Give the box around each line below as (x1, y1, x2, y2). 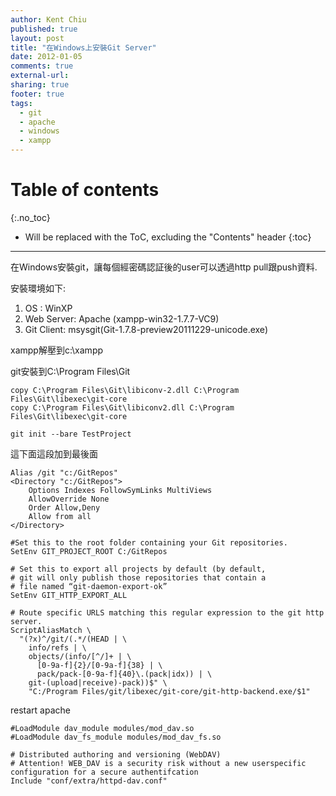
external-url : (10, 71, 70, 81)
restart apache (10, 704, 71, 716)
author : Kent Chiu (10, 14, 87, 25)
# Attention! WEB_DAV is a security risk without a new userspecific (10, 758, 307, 768)
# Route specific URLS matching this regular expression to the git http (10, 607, 325, 618)
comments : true (10, 61, 74, 71)
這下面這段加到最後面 (10, 447, 98, 460)
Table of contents (10, 179, 160, 201)
